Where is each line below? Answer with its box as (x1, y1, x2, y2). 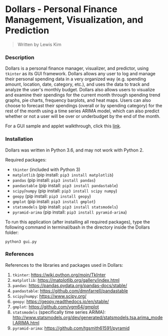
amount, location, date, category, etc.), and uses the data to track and (5, 81, 149, 87)
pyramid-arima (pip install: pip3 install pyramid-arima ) (12, 209, 127, 215)
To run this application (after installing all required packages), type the (5, 219, 150, 225)
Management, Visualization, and (5, 14, 143, 26)
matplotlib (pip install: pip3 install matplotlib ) (12, 172, 114, 178)
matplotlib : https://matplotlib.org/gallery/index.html (12, 277, 120, 283)
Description (5, 54, 35, 61)
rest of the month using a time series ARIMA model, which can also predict (5, 108, 159, 114)
